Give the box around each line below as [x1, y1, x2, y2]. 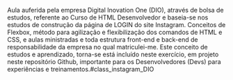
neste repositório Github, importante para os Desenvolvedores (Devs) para [7, 58, 221, 65]
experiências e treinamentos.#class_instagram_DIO [7, 65, 154, 73]
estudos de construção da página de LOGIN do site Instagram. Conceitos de [7, 21, 226, 29]
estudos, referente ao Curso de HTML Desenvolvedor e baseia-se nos [7, 13, 209, 22]
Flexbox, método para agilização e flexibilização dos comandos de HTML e [7, 28, 223, 36]
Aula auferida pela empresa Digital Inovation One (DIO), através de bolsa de [7, 6, 224, 14]
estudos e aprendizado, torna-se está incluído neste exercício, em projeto [7, 50, 219, 58]
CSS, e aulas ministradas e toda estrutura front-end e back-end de [7, 35, 198, 44]
